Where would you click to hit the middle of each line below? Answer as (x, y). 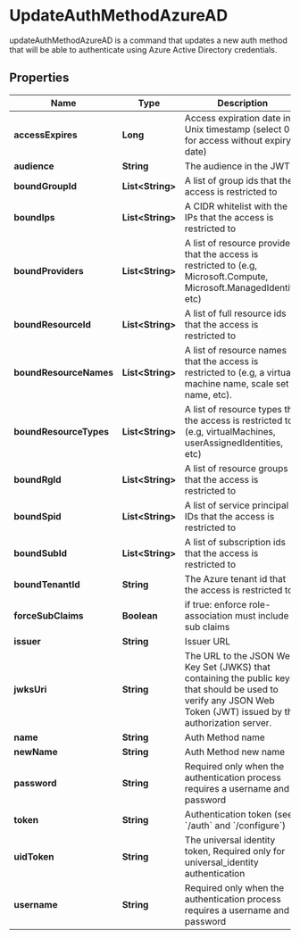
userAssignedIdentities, (234, 443)
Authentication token (228, 814)
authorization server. (228, 722)
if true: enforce (216, 604)
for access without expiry (238, 140)
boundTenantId (47, 584)
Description (243, 103)
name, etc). (208, 395)
